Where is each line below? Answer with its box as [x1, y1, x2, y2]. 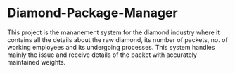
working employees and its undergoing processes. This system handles [7, 43, 215, 51]
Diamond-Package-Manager [7, 5, 178, 21]
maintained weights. [7, 58, 66, 66]
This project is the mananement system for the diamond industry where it [7, 28, 220, 36]
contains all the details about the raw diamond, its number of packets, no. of [7, 35, 229, 44]
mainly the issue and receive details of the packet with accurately [7, 51, 197, 59]
